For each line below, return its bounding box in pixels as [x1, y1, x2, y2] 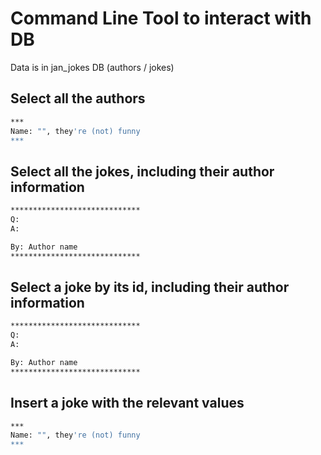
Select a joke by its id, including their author [10, 278, 290, 296]
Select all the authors [10, 90, 146, 107]
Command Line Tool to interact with [10, 7, 312, 30]
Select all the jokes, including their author [10, 163, 275, 180]
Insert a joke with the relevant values [10, 395, 245, 412]
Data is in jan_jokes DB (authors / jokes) [10, 61, 175, 73]
